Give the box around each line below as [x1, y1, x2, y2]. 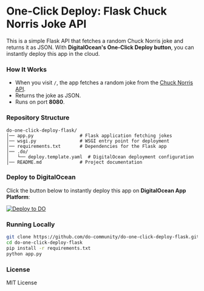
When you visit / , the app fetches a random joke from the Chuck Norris [15, 79, 193, 86]
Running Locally [6, 220, 55, 229]
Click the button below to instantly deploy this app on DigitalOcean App [6, 187, 186, 194]
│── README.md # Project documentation [6, 159, 143, 165]
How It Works [6, 65, 47, 73]
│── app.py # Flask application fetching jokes [6, 132, 172, 139]
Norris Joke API [6, 17, 87, 31]
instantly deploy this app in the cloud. [6, 50, 100, 57]
